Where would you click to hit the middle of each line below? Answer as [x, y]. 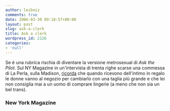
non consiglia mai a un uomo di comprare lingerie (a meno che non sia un [82, 84]
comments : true [21, 15]
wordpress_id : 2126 [26, 39]
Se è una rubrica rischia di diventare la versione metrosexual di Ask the [80, 62]
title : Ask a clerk [26, 34]
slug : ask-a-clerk [25, 29]
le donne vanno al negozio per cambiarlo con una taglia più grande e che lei [85, 78]
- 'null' [15, 48]
